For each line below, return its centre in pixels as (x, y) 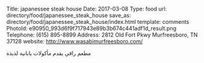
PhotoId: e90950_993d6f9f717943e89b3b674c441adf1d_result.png (92, 28)
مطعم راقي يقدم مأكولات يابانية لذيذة (49, 53)
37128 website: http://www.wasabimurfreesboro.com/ (75, 41)
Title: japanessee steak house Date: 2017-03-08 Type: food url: (87, 9)
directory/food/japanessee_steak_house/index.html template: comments (98, 22)
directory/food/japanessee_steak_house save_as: (69, 15)
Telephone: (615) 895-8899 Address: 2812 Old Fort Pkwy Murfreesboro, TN (102, 35)
